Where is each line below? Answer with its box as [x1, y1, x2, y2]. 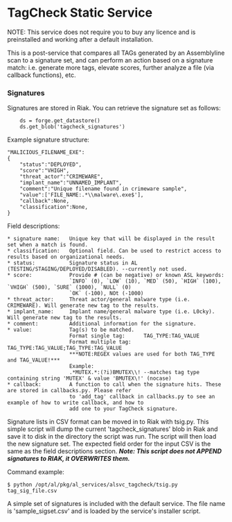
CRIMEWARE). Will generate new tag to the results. [7, 302, 159, 310]
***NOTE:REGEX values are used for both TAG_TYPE [69, 351, 215, 358]
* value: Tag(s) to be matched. [7, 326, 135, 334]
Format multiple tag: [69, 339, 132, 346]
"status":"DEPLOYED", [19, 161, 82, 168]
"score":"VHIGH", [19, 167, 70, 174]
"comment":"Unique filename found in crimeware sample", [19, 185, 188, 192]
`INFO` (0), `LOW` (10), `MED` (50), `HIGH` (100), [69, 278, 222, 285]
